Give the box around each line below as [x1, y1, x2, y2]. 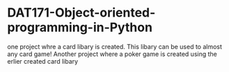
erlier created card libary [7, 57, 79, 65]
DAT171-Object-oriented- [7, 5, 156, 21]
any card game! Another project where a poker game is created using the [7, 50, 217, 58]
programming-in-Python [7, 19, 153, 35]
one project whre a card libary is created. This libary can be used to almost [7, 42, 223, 51]
